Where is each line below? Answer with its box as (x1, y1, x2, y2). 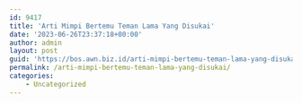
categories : (9, 72, 54, 81)
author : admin (9, 38, 63, 47)
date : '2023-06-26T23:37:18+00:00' (9, 30, 143, 39)
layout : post (9, 47, 58, 56)
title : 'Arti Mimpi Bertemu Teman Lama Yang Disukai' (9, 21, 216, 30)
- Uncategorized (25, 80, 87, 89)
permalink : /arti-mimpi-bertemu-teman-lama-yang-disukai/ (9, 64, 231, 73)
